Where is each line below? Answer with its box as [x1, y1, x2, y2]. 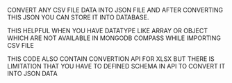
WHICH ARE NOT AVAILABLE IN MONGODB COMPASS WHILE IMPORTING [7, 34, 221, 42]
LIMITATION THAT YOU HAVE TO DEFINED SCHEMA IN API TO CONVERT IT [7, 62, 226, 70]
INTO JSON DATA [7, 69, 58, 77]
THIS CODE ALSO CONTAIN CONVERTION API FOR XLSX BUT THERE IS [7, 55, 215, 63]
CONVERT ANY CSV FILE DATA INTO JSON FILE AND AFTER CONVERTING [7, 6, 224, 14]
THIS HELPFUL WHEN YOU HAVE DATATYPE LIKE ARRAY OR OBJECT [7, 27, 208, 35]
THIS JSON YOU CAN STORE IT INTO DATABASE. [7, 13, 149, 21]
